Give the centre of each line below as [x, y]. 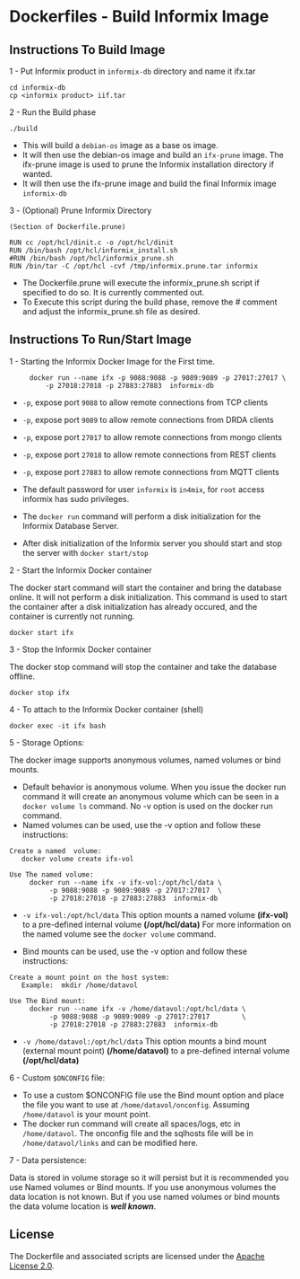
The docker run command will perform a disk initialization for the [141, 516]
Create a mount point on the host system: [90, 977]
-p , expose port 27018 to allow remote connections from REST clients [149, 454]
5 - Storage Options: [47, 742]
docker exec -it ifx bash [57, 726]
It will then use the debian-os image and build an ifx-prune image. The [153, 155]
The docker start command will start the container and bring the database [146, 587]
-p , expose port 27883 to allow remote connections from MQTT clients [150, 472]
